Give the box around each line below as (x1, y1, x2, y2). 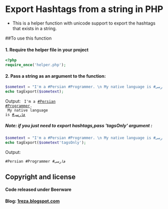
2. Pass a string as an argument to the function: (5, 73, 106, 79)
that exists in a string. (12, 25, 57, 31)
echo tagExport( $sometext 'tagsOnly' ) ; (5, 140, 86, 145)
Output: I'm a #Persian (5, 98, 56, 104)
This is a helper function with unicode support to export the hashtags (12, 20, 155, 26)
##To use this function (5, 35, 52, 41)
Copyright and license (5, 172, 76, 181)
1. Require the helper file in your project (5, 47, 89, 53)
